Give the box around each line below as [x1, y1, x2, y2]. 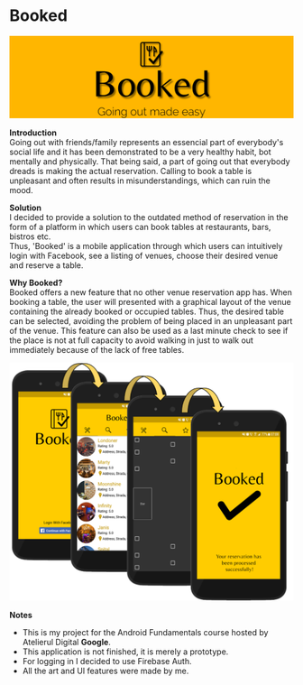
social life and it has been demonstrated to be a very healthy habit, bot [9, 146, 272, 157]
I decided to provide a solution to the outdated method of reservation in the [9, 211, 289, 222]
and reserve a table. [9, 259, 84, 271]
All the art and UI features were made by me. [22, 665, 189, 677]
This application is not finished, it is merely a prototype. [22, 646, 229, 657]
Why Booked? [9, 277, 63, 288]
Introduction [9, 127, 57, 138]
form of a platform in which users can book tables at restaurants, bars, [9, 221, 271, 232]
